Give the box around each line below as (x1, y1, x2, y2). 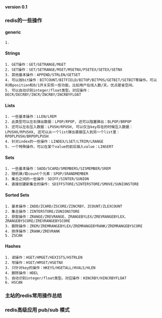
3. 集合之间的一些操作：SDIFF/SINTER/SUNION (5, 177, 89, 182)
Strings (5, 50, 20, 56)
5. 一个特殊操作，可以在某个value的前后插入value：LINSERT (5, 144, 114, 150)
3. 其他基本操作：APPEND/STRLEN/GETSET (5, 72, 81, 77)
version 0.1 (5, 4, 28, 10)
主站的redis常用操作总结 (5, 292, 62, 299)
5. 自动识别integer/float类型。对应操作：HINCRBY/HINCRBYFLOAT (5, 276, 127, 281)
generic (5, 29, 21, 35)
